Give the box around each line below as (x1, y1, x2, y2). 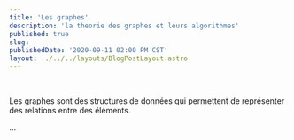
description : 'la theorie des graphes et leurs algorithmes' (9, 21, 240, 30)
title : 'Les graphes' (9, 12, 89, 22)
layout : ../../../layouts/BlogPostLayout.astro (9, 54, 189, 63)
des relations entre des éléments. (9, 105, 131, 115)
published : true (9, 29, 69, 38)
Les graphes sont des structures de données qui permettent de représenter (9, 96, 285, 106)
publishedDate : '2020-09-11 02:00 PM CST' (9, 46, 168, 55)
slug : (9, 37, 29, 47)
